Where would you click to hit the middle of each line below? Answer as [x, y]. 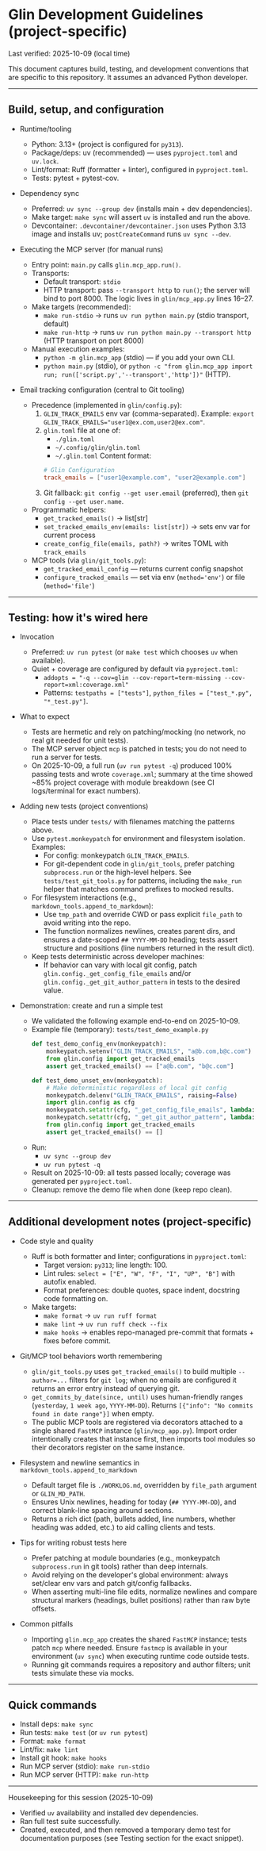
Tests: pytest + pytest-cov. [75, 178]
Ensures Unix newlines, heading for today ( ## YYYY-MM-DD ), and [134, 1502]
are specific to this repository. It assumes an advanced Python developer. [128, 77]
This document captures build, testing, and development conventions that [129, 68]
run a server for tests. [67, 757]
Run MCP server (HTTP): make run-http [84, 1775]
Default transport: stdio [82, 281]
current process [70, 535]
